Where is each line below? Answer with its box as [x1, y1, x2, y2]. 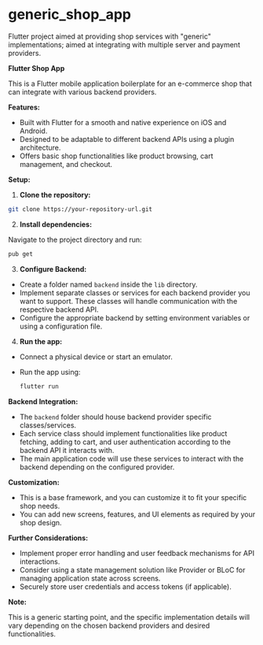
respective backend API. [19, 305, 100, 314]
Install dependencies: [19, 219, 93, 229]
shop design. [19, 517, 62, 527]
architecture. [19, 143, 61, 152]
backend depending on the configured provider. [19, 462, 175, 472]
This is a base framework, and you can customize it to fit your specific [19, 492, 247, 502]
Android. [19, 126, 48, 135]
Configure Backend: [19, 264, 87, 273]
